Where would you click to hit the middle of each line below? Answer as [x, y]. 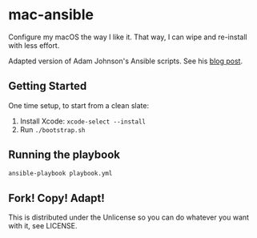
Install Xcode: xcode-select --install [83, 121]
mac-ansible [51, 15]
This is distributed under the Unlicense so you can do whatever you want [129, 217]
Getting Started [48, 86]
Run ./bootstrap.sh [52, 129]
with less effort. [34, 45]
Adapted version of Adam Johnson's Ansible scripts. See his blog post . [125, 61]
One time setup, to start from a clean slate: [79, 105]
